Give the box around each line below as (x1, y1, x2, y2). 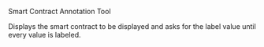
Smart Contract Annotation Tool (8, 7, 112, 16)
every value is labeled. (8, 31, 81, 39)
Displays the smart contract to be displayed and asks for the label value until (8, 22, 256, 31)
